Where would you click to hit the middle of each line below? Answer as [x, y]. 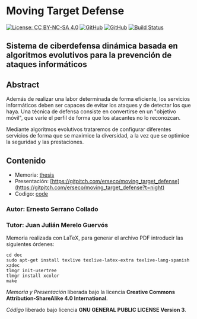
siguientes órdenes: [30, 244]
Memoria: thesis [34, 175]
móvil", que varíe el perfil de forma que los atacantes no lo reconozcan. [93, 118]
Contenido [26, 160]
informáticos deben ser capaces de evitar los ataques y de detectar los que [99, 106]
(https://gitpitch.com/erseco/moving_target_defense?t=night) [90, 187]
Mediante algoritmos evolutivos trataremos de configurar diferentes [89, 129]
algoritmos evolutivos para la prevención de [89, 55]
